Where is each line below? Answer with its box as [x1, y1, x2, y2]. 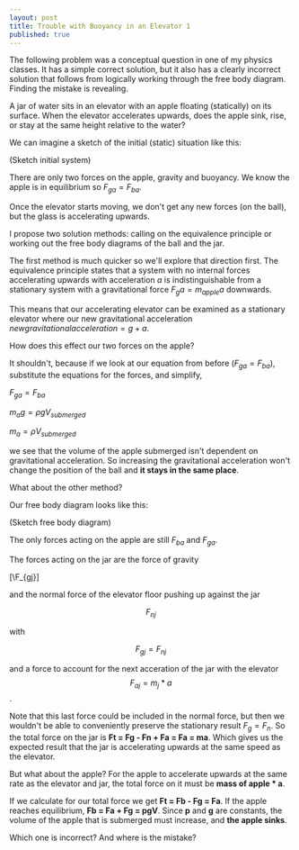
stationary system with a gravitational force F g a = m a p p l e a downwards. [9, 285, 272, 297]
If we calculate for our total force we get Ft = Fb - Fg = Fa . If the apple [9, 796, 268, 807]
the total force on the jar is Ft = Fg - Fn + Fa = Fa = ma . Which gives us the [9, 732, 284, 743]
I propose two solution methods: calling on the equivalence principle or [9, 229, 272, 240]
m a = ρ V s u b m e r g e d [9, 426, 76, 439]
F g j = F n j [135, 643, 167, 656]
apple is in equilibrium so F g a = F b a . [9, 182, 142, 194]
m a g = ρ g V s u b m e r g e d [9, 406, 86, 420]
